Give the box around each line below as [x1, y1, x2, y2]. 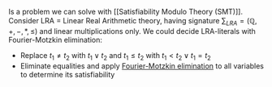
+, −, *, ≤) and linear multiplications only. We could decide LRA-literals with [8, 26, 256, 35]
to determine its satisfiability [19, 69, 115, 79]
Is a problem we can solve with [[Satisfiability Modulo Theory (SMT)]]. [8, 7, 244, 16]
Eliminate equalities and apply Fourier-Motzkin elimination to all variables [19, 60, 265, 71]
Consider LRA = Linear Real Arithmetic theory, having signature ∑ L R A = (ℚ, [8, 16, 257, 27]
